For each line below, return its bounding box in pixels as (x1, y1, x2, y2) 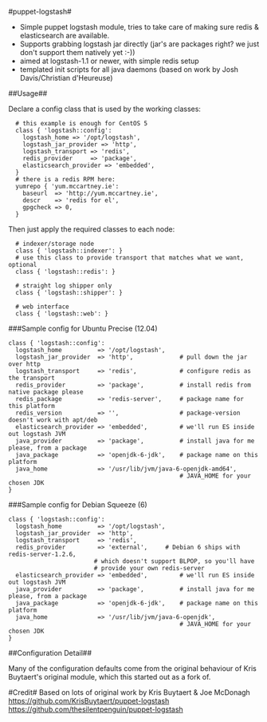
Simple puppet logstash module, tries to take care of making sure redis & (19, 22, 259, 31)
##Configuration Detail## (8, 649, 92, 657)
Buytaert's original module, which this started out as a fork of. (8, 672, 211, 681)
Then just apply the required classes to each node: (8, 224, 175, 234)
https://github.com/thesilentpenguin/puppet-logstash (8, 704, 183, 714)
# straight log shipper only (15, 282, 112, 290)
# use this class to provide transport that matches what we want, (15, 254, 245, 262)
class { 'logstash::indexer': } (15, 247, 124, 255)
